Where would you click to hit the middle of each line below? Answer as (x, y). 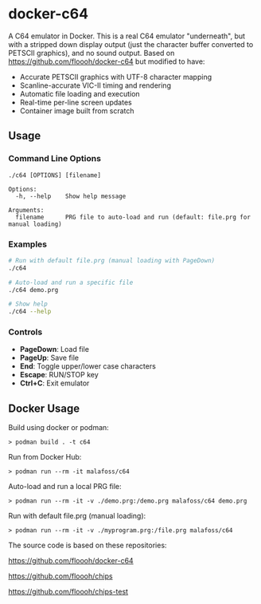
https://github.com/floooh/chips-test (68, 592)
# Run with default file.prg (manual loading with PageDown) (112, 260)
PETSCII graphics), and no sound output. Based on (92, 53)
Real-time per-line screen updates (76, 102)
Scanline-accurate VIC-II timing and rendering (95, 85)
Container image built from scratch (77, 111)
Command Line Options (55, 159)
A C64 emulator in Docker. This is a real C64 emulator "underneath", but (127, 36)
